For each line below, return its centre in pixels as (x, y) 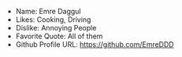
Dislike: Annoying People (56, 28)
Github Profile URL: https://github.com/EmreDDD (95, 45)
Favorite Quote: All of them (59, 36)
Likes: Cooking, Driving (53, 20)
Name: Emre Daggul (48, 11)
